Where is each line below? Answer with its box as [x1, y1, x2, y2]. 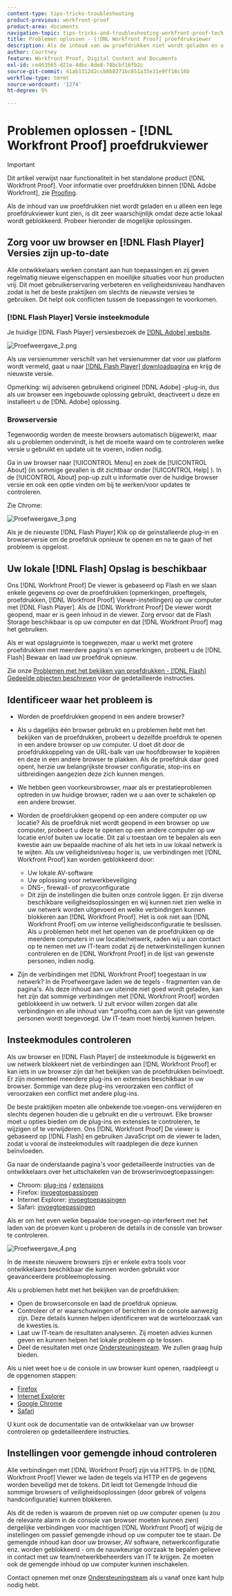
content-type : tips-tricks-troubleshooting [7, 10, 135, 17]
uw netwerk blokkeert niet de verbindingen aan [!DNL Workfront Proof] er [7, 1060, 217, 1068]
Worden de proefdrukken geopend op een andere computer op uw [17, 811, 207, 819]
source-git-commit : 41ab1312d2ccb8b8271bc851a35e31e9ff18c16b [7, 68, 190, 75]
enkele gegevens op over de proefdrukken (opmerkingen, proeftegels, [7, 589, 207, 597]
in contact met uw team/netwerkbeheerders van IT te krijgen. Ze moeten [7, 1552, 214, 1561]
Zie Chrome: [7, 502, 43, 510]
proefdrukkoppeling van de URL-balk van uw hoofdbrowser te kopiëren [17, 748, 220, 757]
